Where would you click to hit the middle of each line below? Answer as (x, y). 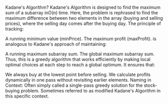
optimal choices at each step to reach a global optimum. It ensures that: (80, 65)
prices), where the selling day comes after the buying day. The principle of (83, 23)
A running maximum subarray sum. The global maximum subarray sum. (80, 54)
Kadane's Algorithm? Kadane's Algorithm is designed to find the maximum (83, 7)
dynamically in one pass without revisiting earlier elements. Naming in (78, 80)
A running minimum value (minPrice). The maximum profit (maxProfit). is (81, 39)
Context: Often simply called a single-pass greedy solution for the (74, 85)
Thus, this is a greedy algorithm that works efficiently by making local (78, 59)
